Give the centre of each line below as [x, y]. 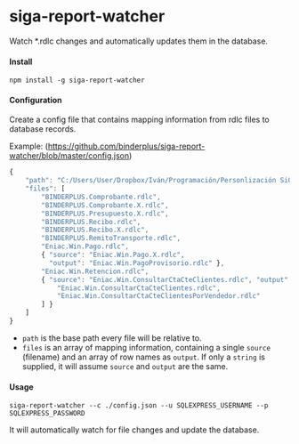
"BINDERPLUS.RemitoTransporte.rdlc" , [111, 238]
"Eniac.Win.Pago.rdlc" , [85, 246]
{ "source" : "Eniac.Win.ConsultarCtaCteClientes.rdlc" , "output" [165, 279]
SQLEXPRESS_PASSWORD [48, 414]
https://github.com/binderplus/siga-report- [126, 146]
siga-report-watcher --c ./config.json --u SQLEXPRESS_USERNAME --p [139, 406]
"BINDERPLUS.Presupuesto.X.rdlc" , [105, 214]
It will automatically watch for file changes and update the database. [134, 430]
